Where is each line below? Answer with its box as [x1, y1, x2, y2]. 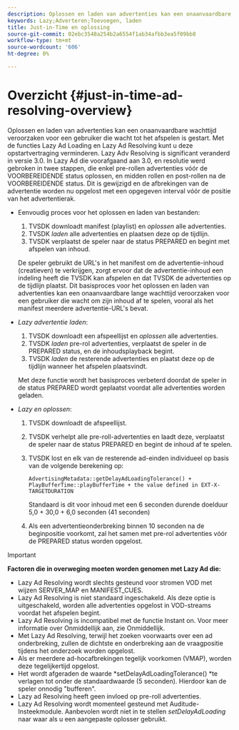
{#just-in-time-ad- [70, 87, 183, 103]
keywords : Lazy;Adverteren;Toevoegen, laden [7, 17, 142, 24]
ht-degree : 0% [7, 51, 50, 58]
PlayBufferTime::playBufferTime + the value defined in [28, 481, 198, 489]
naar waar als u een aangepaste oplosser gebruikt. [17, 714, 168, 723]
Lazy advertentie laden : [17, 318, 88, 326]
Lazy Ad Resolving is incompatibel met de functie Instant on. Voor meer [17, 616, 228, 624]
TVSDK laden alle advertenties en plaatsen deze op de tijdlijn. [28, 229, 210, 238]
